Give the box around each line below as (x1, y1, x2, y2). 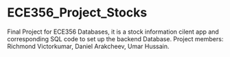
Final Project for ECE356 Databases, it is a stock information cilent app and (7, 27, 220, 36)
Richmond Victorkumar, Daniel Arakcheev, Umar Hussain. (7, 42, 170, 50)
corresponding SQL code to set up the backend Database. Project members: (7, 34, 224, 43)
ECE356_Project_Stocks (7, 5, 148, 21)
